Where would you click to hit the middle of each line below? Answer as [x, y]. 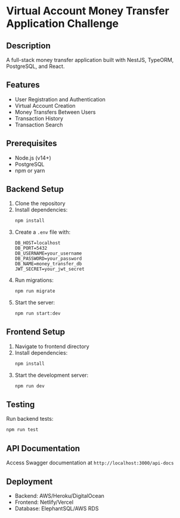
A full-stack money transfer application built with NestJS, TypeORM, [90, 60]
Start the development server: [52, 375]
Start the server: [35, 303]
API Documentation [43, 448]
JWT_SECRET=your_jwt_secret [49, 269]
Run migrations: [34, 280]
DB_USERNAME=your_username [48, 254]
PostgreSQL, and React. [35, 66]
